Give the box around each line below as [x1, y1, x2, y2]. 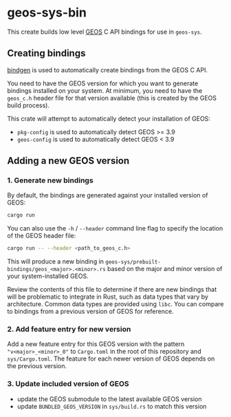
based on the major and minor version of [107, 265, 223, 273]
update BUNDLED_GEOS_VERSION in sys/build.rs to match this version [16, 402, 207, 410]
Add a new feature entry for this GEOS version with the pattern [7, 340, 185, 348]
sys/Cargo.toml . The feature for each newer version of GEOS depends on [7, 354, 215, 363]
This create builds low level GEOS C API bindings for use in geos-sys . [7, 28, 203, 36]
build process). [7, 101, 50, 109]
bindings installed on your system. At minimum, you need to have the [7, 86, 203, 94]
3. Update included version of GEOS [7, 379, 129, 389]
